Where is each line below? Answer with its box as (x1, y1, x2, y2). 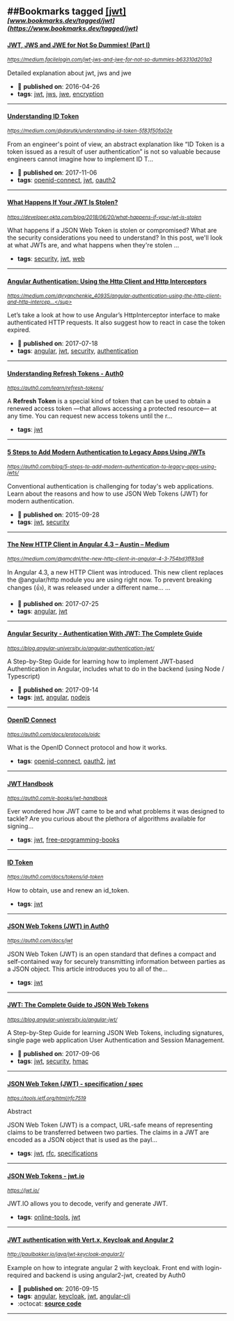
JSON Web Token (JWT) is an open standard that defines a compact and (7, 950, 217, 958)
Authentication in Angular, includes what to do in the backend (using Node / (7, 665, 225, 673)
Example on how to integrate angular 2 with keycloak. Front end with (7, 1263, 204, 1271)
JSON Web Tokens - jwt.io (7, 1171, 85, 1180)
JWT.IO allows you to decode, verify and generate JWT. (7, 1199, 169, 1208)
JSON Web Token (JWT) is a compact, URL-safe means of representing (7, 1121, 213, 1129)
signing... (7, 822, 33, 830)
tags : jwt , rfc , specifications (17, 1149, 98, 1157)
